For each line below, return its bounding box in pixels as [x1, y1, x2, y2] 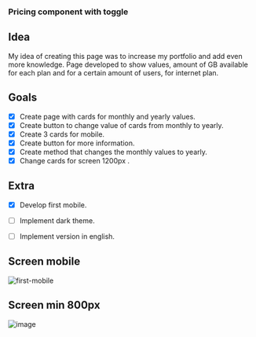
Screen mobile [8, 255, 81, 269]
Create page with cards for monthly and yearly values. [19, 112, 196, 121]
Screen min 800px [8, 299, 101, 312]
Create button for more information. [19, 138, 135, 148]
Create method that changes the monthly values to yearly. [19, 147, 208, 156]
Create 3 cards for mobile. [19, 129, 104, 139]
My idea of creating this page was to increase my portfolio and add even [8, 51, 243, 60]
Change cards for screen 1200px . [19, 156, 130, 165]
